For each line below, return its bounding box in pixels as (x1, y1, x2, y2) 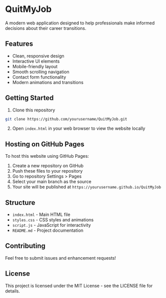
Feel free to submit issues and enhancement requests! (5, 255, 116, 261)
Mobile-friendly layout (12, 63, 58, 69)
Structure (5, 198, 36, 207)
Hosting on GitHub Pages (5, 140, 85, 148)
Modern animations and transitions (12, 79, 84, 85)
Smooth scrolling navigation (12, 69, 69, 75)
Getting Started (5, 94, 54, 102)
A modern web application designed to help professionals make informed (5, 20, 155, 26)
